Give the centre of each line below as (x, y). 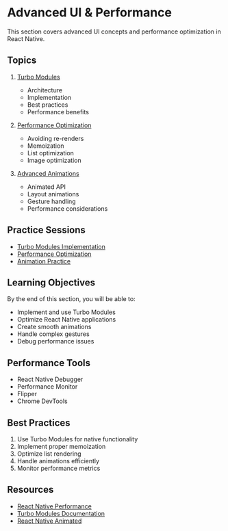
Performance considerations (67, 208)
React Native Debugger (50, 379)
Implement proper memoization (61, 446)
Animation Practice (44, 261)
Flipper (27, 394)
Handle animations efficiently (58, 461)
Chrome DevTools (42, 401)
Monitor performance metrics (59, 468)
